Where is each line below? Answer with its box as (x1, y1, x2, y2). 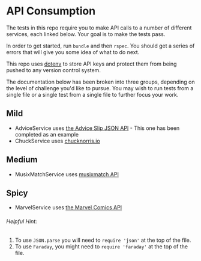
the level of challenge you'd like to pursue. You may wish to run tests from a (6, 84, 194, 91)
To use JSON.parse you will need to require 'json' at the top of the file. (14, 236, 191, 244)
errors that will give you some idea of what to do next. (6, 48, 140, 55)
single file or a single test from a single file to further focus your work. (6, 91, 179, 98)
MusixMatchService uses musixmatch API (14, 170, 119, 178)
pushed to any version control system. (6, 66, 101, 73)
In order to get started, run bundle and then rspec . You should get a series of (6, 42, 195, 49)
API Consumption (6, 4, 96, 18)
